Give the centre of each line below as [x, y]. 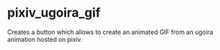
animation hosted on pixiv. [45, 39]
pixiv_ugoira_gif [54, 13]
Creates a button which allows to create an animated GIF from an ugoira [110, 32]
